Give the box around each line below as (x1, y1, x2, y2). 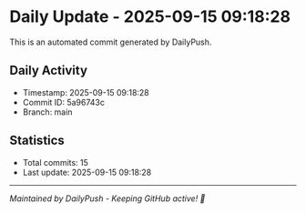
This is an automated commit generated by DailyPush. (9, 36, 212, 47)
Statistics (9, 133, 66, 148)
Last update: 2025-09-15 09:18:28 (22, 167, 152, 177)
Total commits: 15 (22, 157, 89, 167)
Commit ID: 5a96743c (22, 96, 106, 107)
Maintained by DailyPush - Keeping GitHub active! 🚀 (9, 193, 206, 204)
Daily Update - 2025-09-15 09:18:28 (9, 6, 291, 27)
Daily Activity (9, 63, 88, 78)
